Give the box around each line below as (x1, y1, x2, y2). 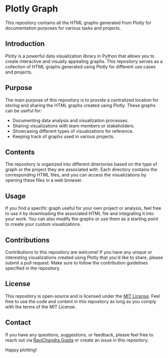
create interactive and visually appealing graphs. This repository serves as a (5, 58, 163, 64)
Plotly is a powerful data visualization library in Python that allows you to (5, 53, 154, 59)
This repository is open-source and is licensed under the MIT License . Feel (5, 293, 160, 299)
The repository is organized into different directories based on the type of (5, 161, 157, 167)
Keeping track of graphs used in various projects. (12, 133, 115, 139)
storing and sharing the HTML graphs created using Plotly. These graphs (5, 102, 156, 108)
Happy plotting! (5, 346, 37, 352)
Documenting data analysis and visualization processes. (12, 117, 129, 123)
